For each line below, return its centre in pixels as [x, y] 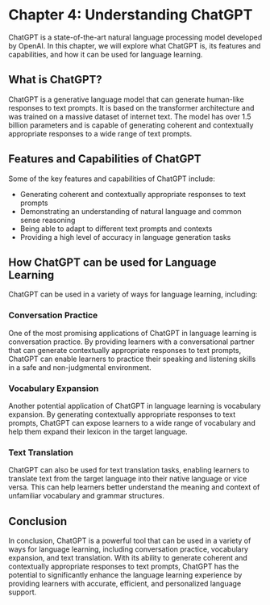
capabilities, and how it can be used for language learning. [106, 54]
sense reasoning [48, 220]
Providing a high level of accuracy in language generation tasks [125, 237]
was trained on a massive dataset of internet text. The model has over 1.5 [130, 116]
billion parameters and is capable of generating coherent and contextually [131, 125]
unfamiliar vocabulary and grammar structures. [87, 496]
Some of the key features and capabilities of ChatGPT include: [112, 179]
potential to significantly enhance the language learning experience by [125, 575]
